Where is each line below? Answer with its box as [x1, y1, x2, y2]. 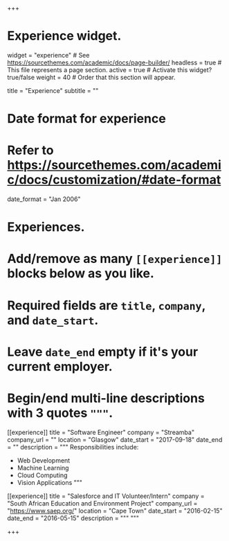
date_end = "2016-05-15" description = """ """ [7, 514, 140, 522]
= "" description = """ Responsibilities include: [7, 443, 139, 451]
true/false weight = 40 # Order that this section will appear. [7, 73, 176, 81]
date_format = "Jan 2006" [7, 195, 81, 203]
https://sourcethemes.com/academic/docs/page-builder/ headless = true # [7, 58, 222, 67]
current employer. [7, 359, 113, 375]
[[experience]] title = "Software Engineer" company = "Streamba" [7, 428, 195, 436]
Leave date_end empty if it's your [7, 344, 199, 359]
